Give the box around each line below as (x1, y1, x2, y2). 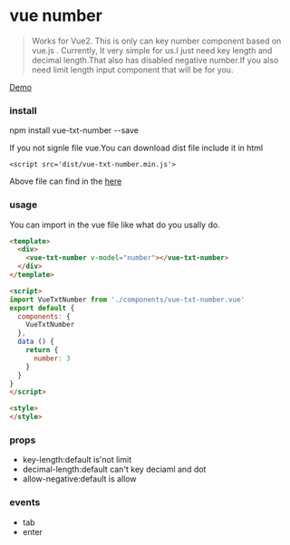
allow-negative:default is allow (22, 473, 138, 484)
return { (25, 346, 59, 355)
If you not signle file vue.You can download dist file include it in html (9, 142, 264, 154)
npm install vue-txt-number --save (9, 125, 139, 136)
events (9, 496, 41, 509)
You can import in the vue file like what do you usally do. (9, 219, 220, 230)
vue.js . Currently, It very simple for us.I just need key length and (31, 44, 273, 55)
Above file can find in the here (9, 176, 122, 186)
